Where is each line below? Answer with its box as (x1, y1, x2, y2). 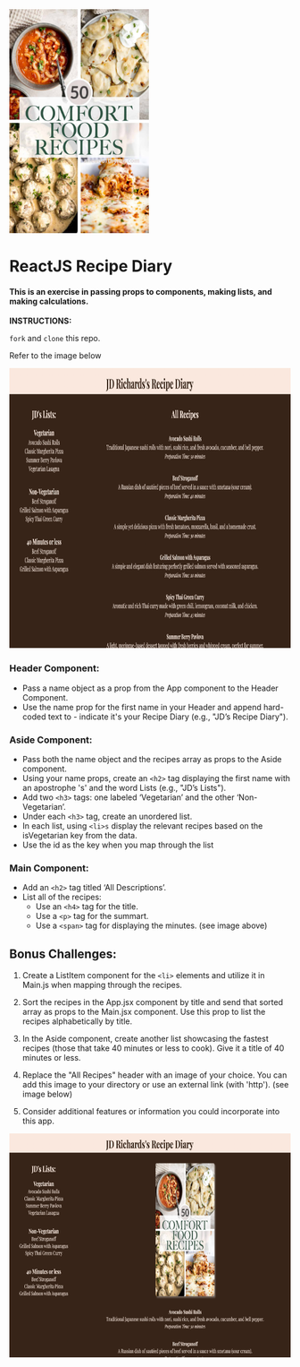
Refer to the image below (9, 350, 102, 361)
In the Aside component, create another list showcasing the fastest (21, 1034, 270, 1045)
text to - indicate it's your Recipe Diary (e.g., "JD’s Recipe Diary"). (47, 711, 288, 722)
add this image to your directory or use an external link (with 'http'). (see (21, 1079, 289, 1090)
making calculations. (9, 296, 89, 306)
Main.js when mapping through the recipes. (21, 980, 183, 991)
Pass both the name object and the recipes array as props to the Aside (21, 753, 282, 764)
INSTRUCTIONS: (9, 315, 72, 326)
